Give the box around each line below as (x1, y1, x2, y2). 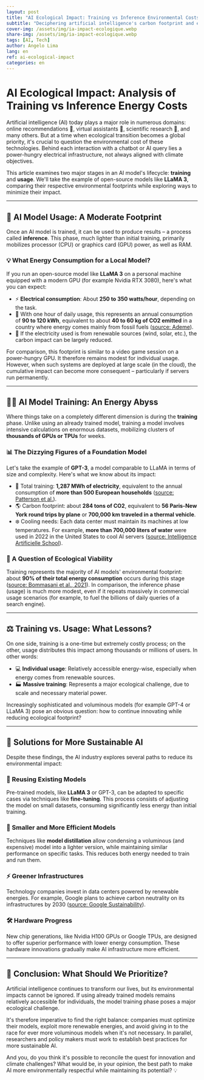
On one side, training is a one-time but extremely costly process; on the (6, 640, 186, 647)
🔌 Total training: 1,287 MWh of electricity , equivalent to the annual (15, 482, 183, 490)
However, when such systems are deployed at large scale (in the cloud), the (6, 361, 196, 368)
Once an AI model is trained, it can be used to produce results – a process (6, 228, 191, 236)
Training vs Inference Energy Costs (6, 98, 188, 112)
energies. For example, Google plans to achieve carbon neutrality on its (6, 894, 185, 902)
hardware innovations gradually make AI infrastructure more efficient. (6, 945, 180, 952)
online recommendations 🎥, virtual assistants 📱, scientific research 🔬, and (6, 125, 190, 132)
